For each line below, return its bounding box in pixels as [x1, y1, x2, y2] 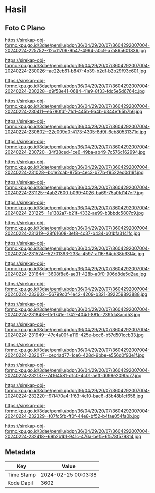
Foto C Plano [5, 24, 45, 32]
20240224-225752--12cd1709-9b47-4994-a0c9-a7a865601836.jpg [5, 48, 146, 53]
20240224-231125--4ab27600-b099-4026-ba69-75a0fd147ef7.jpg [5, 190, 144, 196]
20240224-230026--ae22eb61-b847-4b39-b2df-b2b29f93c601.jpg [5, 68, 146, 74]
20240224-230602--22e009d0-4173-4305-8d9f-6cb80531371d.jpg [5, 129, 146, 135]
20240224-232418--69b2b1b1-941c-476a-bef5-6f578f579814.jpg [5, 434, 141, 439]
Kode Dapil [7, 479, 33, 486]
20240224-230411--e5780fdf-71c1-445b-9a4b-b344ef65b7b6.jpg [5, 109, 143, 114]
